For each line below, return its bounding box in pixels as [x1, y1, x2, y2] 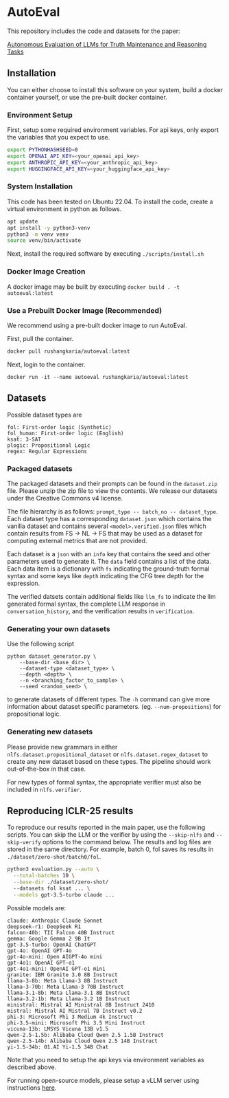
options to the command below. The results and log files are [42, 838, 212, 846]
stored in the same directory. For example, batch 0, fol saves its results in [7, 845, 214, 853]
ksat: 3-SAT [7, 436, 41, 443]
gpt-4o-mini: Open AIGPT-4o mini [7, 953, 103, 960]
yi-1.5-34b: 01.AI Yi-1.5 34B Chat [7, 1043, 109, 1051]
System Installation [7, 182, 73, 191]
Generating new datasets [7, 727, 93, 736]
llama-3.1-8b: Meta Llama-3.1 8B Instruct [7, 989, 130, 996]
